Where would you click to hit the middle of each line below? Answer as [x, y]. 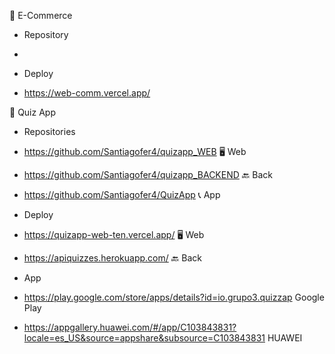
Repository [46, 34]
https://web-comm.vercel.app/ [87, 93]
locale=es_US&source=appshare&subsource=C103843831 [144, 338]
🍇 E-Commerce [41, 15]
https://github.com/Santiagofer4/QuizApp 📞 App [122, 194]
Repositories [49, 131]
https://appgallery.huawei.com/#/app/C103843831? [130, 327]
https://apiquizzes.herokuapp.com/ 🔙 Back [112, 258]
